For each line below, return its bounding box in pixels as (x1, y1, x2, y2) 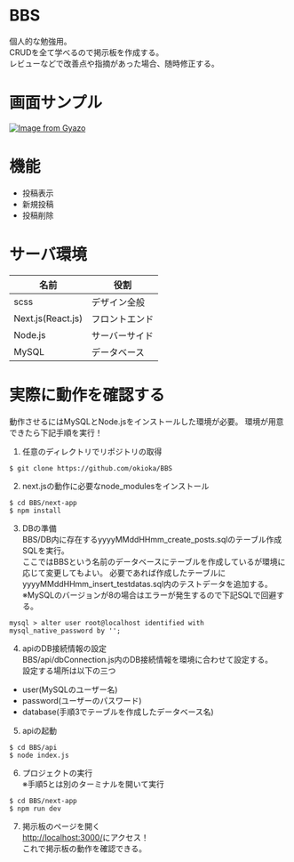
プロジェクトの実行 (21, 767, 93, 778)
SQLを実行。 (21, 544, 69, 556)
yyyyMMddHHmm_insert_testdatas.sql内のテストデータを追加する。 (21, 578, 273, 589)
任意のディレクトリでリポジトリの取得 (21, 446, 163, 456)
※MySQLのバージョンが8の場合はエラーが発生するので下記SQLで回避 (21, 589, 277, 600)
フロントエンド (91, 312, 154, 325)
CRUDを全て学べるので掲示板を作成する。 (9, 46, 164, 58)
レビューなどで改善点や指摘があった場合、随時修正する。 (9, 58, 219, 68)
